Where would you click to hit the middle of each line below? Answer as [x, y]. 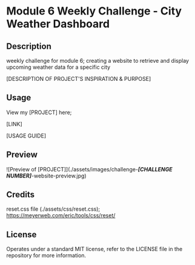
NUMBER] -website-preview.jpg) [46, 176]
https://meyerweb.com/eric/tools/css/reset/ [61, 216]
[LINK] [14, 124]
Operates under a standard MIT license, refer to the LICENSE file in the [94, 249]
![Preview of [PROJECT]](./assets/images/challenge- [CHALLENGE [89, 169]
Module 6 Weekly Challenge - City [94, 11]
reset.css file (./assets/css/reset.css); [53, 209]
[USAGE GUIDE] [26, 136]
